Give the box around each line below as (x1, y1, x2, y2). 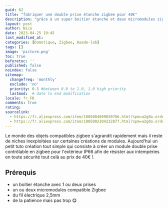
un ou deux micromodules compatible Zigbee (12, 187, 106, 193)
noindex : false (5, 68, 37, 73)
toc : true (5, 53, 26, 59)
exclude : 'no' (9, 81, 39, 86)
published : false (5, 63, 41, 68)
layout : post (5, 21, 32, 26)
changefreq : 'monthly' (9, 77, 57, 82)
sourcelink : (5, 109, 30, 115)
